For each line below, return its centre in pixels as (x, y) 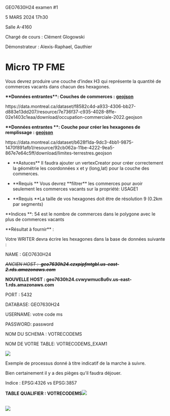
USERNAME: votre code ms (34, 314)
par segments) (28, 204)
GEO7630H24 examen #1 (32, 7)
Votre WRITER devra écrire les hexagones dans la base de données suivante (85, 239)
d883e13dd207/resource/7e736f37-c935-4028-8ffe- (61, 112)
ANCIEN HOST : (22, 264)
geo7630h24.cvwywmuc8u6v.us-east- (89, 279)
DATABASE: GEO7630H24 (32, 304)
